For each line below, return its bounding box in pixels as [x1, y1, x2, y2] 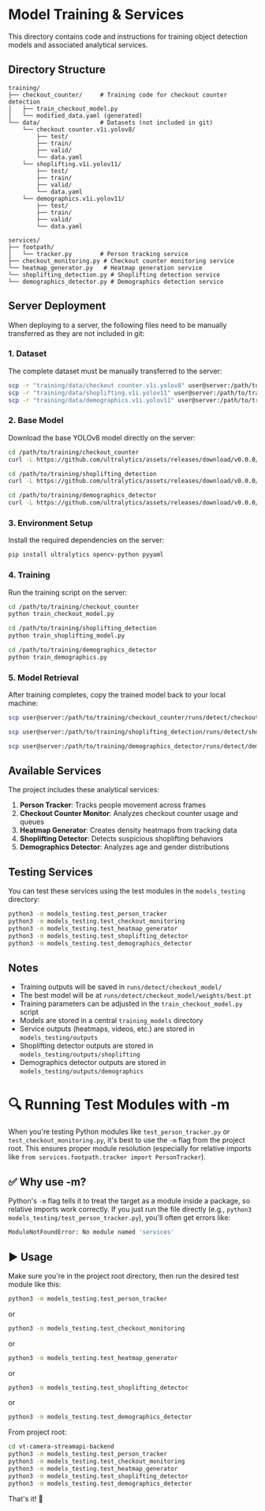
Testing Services [8, 865, 93, 878]
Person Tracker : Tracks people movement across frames [19, 800, 207, 810]
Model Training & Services [8, 6, 185, 24]
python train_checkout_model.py [8, 610, 114, 618]
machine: [8, 698, 39, 708]
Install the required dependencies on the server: [8, 535, 165, 545]
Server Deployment [8, 299, 106, 313]
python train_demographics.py [8, 653, 108, 661]
